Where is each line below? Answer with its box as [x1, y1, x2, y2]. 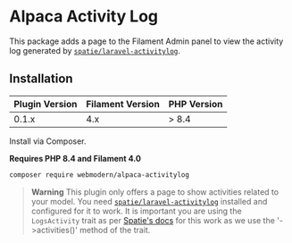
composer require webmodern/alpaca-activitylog [9, 170, 190, 180]
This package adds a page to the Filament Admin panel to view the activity [9, 36, 284, 46]
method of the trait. [79, 224, 151, 235]
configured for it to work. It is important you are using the [30, 205, 243, 216]
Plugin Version [13, 97, 78, 110]
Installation [9, 71, 73, 87]
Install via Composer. [9, 136, 87, 147]
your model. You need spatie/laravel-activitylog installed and [30, 196, 268, 206]
